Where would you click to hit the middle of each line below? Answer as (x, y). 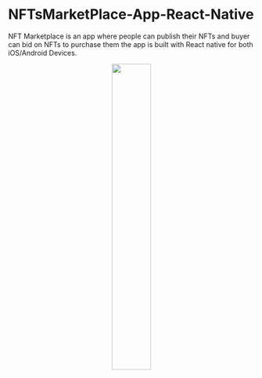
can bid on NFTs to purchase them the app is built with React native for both (131, 44)
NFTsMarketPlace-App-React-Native (131, 15)
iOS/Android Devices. (43, 53)
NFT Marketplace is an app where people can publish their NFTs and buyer (129, 36)
